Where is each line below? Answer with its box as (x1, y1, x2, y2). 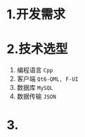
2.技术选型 (6, 41, 68, 57)
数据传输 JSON (16, 92, 57, 100)
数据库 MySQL (16, 84, 53, 92)
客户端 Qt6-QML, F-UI (16, 74, 79, 83)
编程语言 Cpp (16, 66, 53, 74)
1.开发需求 (6, 6, 66, 22)
